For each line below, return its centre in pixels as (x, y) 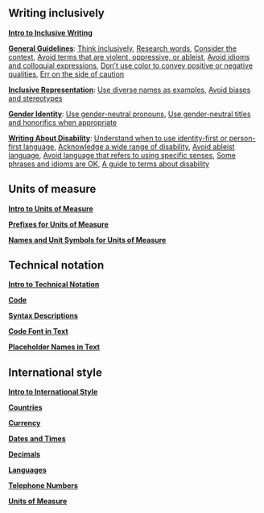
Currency (25, 423)
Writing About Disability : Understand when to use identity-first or (118, 138)
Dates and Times (37, 439)
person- (242, 138)
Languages (27, 470)
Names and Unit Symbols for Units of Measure (87, 240)
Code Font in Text (38, 332)
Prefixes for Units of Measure (58, 224)
